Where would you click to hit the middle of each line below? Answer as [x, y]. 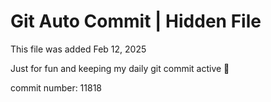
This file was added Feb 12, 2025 [78, 49]
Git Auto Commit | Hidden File [136, 21]
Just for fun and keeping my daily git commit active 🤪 [120, 68]
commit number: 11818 [56, 87]
